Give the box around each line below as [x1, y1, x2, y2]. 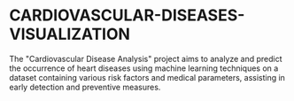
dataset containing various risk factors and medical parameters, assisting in [9, 72, 286, 82]
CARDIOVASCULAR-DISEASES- [9, 5, 245, 26]
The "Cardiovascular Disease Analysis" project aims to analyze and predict [9, 53, 282, 64]
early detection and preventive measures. [9, 82, 161, 92]
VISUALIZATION [9, 24, 131, 44]
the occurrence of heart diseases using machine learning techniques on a [9, 63, 279, 74]
